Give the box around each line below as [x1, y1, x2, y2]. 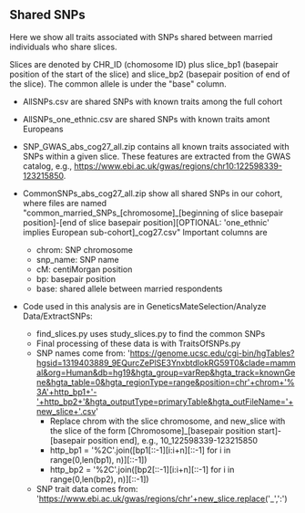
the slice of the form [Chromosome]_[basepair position [49, 424, 256, 436]
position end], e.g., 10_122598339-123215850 [87, 434, 258, 445]
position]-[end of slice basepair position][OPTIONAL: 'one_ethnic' [22, 216, 270, 227]
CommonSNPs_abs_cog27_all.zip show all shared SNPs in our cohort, [22, 187, 283, 199]
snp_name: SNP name [36, 254, 120, 265]
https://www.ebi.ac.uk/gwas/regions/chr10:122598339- [74, 160, 282, 172]
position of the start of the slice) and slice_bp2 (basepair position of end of [9, 68, 290, 79]
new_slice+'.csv [36, 405, 97, 416]
